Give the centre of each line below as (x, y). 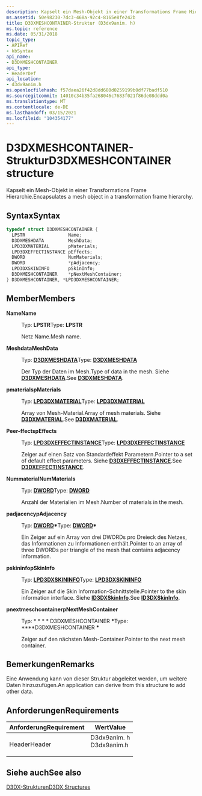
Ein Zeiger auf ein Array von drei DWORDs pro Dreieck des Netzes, (104, 537)
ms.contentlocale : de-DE (37, 107)
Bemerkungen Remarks (50, 664)
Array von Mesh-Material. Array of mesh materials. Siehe (91, 412)
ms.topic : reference (32, 29)
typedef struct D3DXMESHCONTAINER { (52, 229)
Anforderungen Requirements (63, 710)
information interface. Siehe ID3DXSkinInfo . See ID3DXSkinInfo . (101, 597)
